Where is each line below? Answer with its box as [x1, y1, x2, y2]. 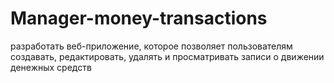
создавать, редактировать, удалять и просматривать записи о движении [10, 50, 325, 62]
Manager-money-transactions [10, 7, 268, 30]
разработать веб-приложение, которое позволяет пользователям [10, 40, 293, 52]
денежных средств [10, 61, 92, 73]
